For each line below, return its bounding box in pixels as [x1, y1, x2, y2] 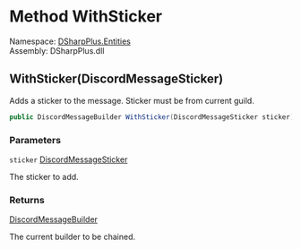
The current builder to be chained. [9, 231, 136, 243]
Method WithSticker [9, 6, 163, 27]
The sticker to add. [9, 171, 79, 182]
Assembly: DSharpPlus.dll [9, 45, 105, 56]
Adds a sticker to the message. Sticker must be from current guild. [9, 95, 255, 106]
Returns [9, 193, 45, 206]
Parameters [9, 133, 61, 146]
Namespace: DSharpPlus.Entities [9, 36, 132, 47]
